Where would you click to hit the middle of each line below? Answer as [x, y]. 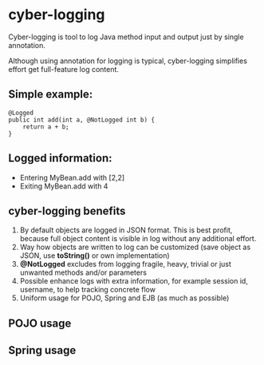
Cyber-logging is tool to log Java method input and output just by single [126, 37]
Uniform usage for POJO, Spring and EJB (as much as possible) [124, 298]
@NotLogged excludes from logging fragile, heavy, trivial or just [125, 264]
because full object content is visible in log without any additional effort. [138, 239]
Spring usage [42, 350]
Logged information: [60, 159]
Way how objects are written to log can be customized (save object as [135, 247]
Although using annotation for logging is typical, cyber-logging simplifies [128, 61]
